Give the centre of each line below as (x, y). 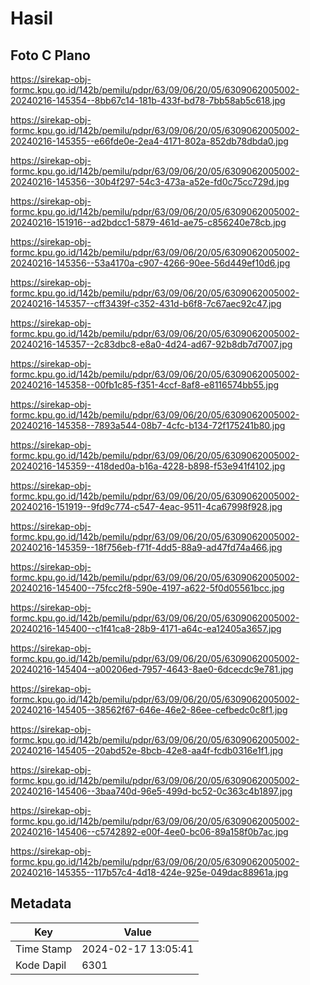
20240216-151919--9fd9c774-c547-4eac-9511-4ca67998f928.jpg (146, 506)
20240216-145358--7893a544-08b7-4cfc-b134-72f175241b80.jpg (148, 425)
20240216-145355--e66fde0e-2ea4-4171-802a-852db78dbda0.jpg (149, 141)
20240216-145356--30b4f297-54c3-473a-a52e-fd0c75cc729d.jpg (150, 181)
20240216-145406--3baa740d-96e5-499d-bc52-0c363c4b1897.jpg (151, 791)
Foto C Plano (50, 55)
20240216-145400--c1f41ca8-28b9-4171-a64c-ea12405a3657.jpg (146, 628)
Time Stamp (44, 949)
